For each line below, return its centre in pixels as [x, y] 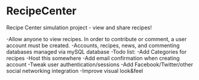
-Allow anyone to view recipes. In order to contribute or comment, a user [96, 39]
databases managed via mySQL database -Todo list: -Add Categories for [96, 51]
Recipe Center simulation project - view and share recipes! [79, 27]
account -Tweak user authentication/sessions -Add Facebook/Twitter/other [100, 64]
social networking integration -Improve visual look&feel [75, 70]
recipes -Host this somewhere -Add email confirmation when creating [93, 58]
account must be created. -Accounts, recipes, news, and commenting [93, 45]
